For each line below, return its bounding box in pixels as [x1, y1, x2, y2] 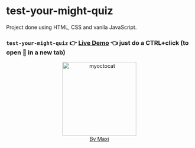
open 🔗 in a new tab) [6, 48, 66, 57]
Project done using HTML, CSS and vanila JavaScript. [6, 24, 137, 31]
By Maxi [89, 136, 109, 143]
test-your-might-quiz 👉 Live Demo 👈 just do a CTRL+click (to [6, 38, 189, 47]
